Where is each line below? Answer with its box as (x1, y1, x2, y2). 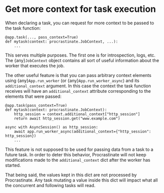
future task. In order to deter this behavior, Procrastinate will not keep (5, 151, 147, 157)
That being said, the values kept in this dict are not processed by (5, 172, 137, 178)
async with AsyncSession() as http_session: (5, 125, 98, 129)
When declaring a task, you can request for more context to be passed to (5, 20, 154, 26)
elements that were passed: (5, 93, 62, 99)
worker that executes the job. (5, 63, 65, 68)
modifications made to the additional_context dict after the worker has (5, 157, 151, 163)
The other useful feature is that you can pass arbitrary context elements (5, 72, 152, 78)
